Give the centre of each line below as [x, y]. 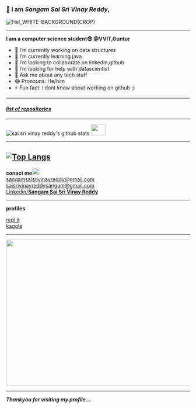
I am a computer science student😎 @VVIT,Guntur [68, 39]
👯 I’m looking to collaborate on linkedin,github [69, 63]
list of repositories [29, 109]
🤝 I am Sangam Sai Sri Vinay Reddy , [58, 9]
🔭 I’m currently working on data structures [65, 50]
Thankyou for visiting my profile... [49, 400]
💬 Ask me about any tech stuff [51, 75]
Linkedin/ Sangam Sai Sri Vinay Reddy [52, 192]
